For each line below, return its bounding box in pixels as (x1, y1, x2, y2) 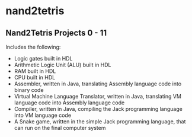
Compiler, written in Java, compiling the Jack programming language (14, 106, 183, 112)
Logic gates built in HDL (14, 55, 73, 62)
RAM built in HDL (14, 68, 56, 75)
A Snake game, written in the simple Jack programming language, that (14, 118, 186, 125)
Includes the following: (5, 43, 61, 50)
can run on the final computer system (14, 125, 106, 131)
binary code (14, 87, 44, 93)
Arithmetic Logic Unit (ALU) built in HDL (14, 61, 111, 68)
